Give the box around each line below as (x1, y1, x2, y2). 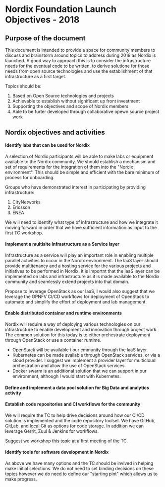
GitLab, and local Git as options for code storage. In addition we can (5, 423, 144, 429)
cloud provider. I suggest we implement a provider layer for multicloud (12, 357, 156, 363)
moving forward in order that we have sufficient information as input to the (5, 224, 157, 230)
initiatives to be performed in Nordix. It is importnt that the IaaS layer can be (5, 268, 160, 274)
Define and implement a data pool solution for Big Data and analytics (5, 385, 150, 390)
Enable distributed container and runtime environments (5, 310, 122, 316)
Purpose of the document (5, 34, 86, 42)
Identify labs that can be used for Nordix (5, 142, 90, 148)
